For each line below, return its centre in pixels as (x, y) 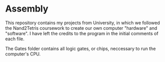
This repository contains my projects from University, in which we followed (82, 23)
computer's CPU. (23, 54)
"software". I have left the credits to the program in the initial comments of (82, 33)
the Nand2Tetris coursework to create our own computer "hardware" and (81, 28)
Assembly (27, 9)
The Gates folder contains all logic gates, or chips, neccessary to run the (80, 48)
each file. (15, 39)
